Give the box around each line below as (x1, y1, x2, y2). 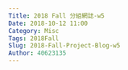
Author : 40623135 (8, 49, 67, 57)
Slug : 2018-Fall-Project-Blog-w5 (8, 42, 121, 50)
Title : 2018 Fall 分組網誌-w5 (8, 11, 105, 20)
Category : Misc (8, 27, 60, 35)
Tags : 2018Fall (8, 34, 60, 43)
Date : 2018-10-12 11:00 (8, 19, 89, 27)
